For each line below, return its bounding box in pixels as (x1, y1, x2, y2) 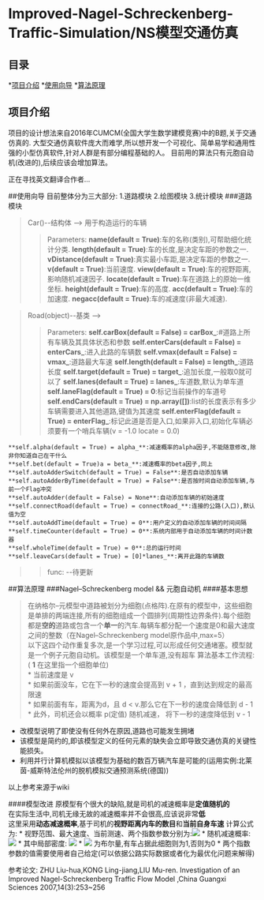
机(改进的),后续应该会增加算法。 (8, 157, 113, 167)
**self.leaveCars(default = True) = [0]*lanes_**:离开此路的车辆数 (8, 552, 225, 561)
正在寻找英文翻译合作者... (8, 174, 91, 184)
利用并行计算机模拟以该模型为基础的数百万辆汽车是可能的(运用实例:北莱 (19, 756, 252, 765)
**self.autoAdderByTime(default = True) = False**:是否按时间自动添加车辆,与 (8, 477, 255, 485)
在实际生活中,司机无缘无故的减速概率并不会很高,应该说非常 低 (8, 808, 206, 818)
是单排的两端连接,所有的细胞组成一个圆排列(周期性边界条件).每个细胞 (27, 610, 251, 620)
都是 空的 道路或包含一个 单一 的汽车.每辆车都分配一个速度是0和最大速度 (27, 621, 255, 630)
